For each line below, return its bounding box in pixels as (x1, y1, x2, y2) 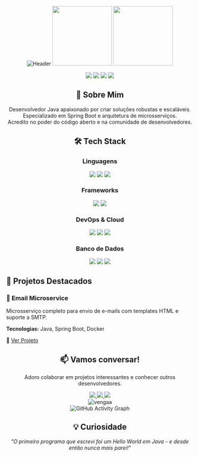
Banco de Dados (76, 245, 124, 253)
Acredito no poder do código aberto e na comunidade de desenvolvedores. (8, 118, 192, 126)
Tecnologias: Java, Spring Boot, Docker (6, 325, 105, 333)
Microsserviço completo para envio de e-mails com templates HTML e (6, 308, 179, 315)
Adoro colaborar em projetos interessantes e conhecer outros (24, 373, 175, 380)
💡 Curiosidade (73, 422, 127, 432)
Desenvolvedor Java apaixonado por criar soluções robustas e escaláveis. (8, 105, 191, 112)
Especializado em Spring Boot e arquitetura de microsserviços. (23, 112, 177, 119)
